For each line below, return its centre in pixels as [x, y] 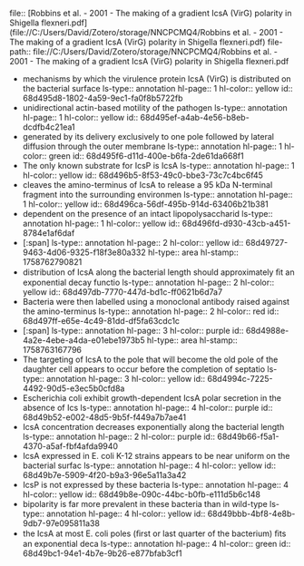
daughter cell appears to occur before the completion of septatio [144, 369]
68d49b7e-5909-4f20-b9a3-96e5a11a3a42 [104, 475]
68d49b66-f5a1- [248, 436]
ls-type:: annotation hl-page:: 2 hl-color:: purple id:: [119, 436]
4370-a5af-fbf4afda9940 [70, 446]
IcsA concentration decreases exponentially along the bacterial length [153, 427]
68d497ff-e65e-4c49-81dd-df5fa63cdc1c [101, 321]
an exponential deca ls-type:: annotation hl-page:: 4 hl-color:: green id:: [157, 544]
